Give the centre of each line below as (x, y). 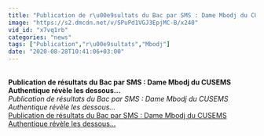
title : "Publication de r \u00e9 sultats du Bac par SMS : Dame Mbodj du (128, 15)
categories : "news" (40, 37)
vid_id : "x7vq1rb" (38, 30)
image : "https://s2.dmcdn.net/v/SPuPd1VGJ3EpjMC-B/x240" (103, 23)
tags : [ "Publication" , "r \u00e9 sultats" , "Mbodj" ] (89, 45)
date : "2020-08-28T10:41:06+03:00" (66, 52)
